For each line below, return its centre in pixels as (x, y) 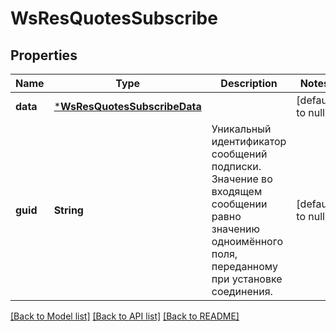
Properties (44, 55)
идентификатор (249, 141)
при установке (247, 279)
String (68, 210)
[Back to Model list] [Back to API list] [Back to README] (125, 316)
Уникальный (241, 129)
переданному (244, 266)
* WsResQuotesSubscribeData (127, 106)
